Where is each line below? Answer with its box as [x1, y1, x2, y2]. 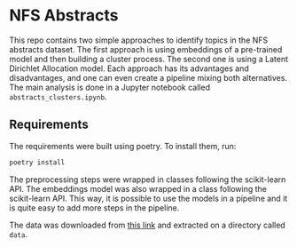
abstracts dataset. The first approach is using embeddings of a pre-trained [9, 44, 283, 54]
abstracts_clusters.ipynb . [9, 91, 107, 102]
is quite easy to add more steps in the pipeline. [9, 202, 180, 213]
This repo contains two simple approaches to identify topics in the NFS [9, 35, 269, 45]
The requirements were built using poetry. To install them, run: [9, 140, 237, 151]
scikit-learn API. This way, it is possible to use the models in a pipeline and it [9, 193, 288, 203]
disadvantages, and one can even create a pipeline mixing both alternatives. [9, 72, 288, 83]
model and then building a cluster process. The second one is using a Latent [9, 53, 289, 64]
